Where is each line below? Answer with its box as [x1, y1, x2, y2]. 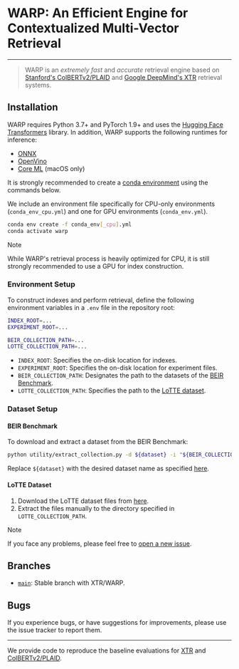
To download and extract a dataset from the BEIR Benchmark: [7, 437, 188, 446]
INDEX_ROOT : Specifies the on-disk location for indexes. [17, 356, 178, 365]
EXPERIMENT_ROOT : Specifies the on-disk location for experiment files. [17, 363, 218, 372]
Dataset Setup [7, 404, 58, 414]
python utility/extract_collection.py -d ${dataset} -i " [7, 451, 183, 459]
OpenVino [17, 157, 48, 165]
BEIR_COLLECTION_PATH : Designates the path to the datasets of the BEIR [17, 371, 224, 380]
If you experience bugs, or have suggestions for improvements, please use [7, 618, 227, 627]
